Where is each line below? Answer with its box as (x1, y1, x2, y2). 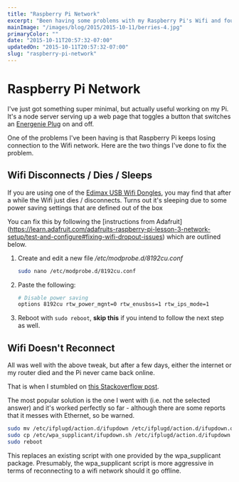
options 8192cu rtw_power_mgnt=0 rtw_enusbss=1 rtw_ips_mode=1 (17, 301, 210, 308)
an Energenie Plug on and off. (7, 119, 95, 128)
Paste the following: (17, 280, 76, 289)
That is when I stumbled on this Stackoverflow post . (7, 382, 159, 391)
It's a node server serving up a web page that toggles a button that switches (7, 112, 231, 120)
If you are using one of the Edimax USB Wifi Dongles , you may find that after (7, 188, 231, 197)
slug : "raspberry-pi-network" (7, 51, 97, 58)
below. (7, 240, 27, 248)
